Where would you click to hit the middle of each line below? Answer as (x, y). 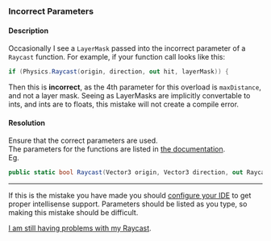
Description (29, 31)
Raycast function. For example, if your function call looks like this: (117, 57)
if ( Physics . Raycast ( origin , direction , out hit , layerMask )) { (119, 72)
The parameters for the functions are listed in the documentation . (117, 149)
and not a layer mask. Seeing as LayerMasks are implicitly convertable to (129, 96)
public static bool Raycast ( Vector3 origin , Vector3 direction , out (126, 172)
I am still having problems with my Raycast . (80, 228)
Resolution (27, 123)
